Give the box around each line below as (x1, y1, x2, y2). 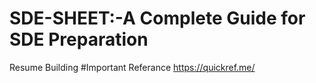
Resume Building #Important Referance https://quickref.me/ (9, 61, 256, 73)
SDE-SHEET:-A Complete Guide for (9, 7, 306, 30)
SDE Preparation (9, 28, 149, 51)
